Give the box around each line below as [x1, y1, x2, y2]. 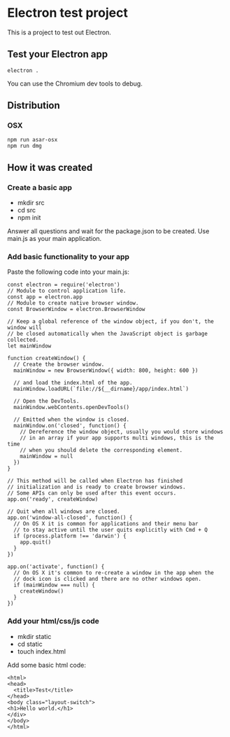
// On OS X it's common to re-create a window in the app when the [13, 570, 215, 577]
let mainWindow [7, 343, 52, 350]
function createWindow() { [7, 355, 86, 362]
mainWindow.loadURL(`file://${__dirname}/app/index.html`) [13, 385, 189, 393]
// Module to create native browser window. [7, 300, 139, 307]
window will [7, 324, 42, 331]
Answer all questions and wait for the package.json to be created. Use [7, 227, 210, 235]
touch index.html [17, 647, 66, 656]
